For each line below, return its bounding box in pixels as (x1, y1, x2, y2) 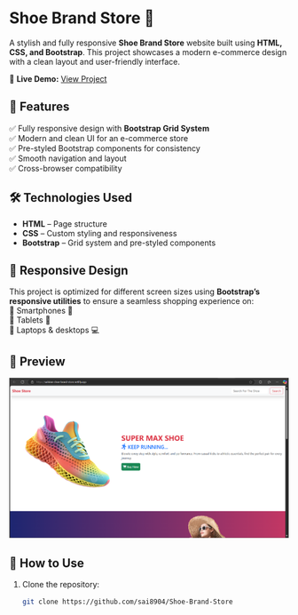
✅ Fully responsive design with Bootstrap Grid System (9, 123, 210, 133)
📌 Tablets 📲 (9, 315, 51, 325)
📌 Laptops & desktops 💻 (9, 324, 100, 336)
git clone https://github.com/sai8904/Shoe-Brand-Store (21, 597, 233, 607)
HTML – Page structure (21, 218, 108, 229)
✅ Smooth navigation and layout (9, 153, 127, 164)
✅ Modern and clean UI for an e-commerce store (9, 132, 189, 143)
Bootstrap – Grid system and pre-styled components (21, 237, 216, 248)
